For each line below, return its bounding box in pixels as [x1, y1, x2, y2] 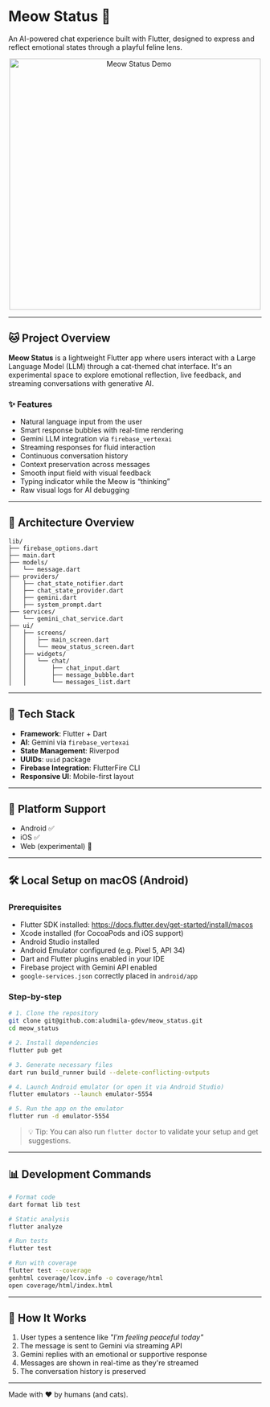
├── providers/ [8, 572, 59, 580]
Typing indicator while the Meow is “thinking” [19, 477, 170, 486]
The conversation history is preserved [19, 1367, 146, 1376]
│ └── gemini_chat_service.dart [8, 614, 125, 622]
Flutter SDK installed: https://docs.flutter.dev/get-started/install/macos [19, 920, 253, 929]
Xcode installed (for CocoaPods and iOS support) [19, 929, 184, 938]
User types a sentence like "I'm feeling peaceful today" [19, 1332, 204, 1342]
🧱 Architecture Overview [8, 516, 135, 530]
